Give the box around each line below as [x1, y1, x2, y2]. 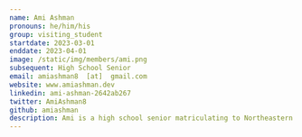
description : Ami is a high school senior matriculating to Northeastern [9, 114, 294, 123]
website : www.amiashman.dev [9, 80, 116, 89]
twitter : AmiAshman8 [9, 96, 88, 106]
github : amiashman [9, 105, 79, 114]
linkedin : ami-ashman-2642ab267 [9, 88, 131, 97]
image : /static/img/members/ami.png [9, 55, 147, 64]
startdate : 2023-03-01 [9, 38, 95, 48]
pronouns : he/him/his [9, 22, 91, 31]
